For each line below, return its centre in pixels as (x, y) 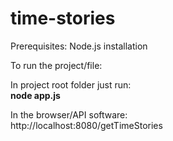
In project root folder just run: (71, 84)
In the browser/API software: (69, 114)
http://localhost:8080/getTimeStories (86, 125)
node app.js (35, 95)
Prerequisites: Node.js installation (79, 46)
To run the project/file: (56, 65)
